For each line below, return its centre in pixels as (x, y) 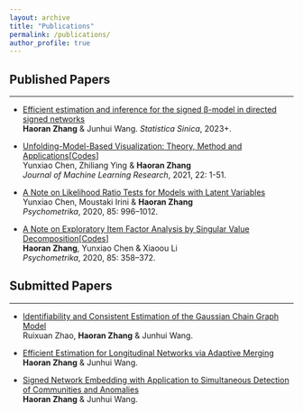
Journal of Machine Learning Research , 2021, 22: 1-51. (124, 175)
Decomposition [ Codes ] (66, 239)
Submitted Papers (61, 286)
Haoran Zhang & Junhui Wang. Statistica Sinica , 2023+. (127, 129)
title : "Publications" (52, 26)
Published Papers (60, 79)
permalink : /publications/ (60, 34)
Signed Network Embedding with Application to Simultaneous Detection (156, 380)
